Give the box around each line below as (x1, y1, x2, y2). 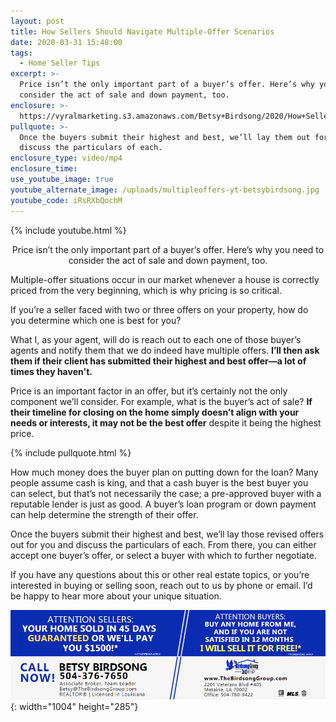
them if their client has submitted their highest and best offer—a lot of (10, 355, 307, 367)
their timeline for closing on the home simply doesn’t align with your (10, 406, 300, 418)
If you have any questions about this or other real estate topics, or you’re (10, 568, 310, 580)
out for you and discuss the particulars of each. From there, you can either (10, 538, 317, 550)
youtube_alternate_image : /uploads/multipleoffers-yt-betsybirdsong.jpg (10, 185, 320, 195)
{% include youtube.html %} (10, 224, 127, 236)
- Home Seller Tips (19, 58, 101, 69)
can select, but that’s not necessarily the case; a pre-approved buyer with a (10, 487, 322, 499)
